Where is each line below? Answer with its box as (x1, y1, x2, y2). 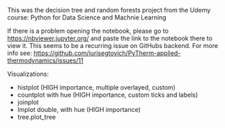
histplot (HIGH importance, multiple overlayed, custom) (17, 83, 176, 91)
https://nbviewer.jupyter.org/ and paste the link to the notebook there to (7, 34, 212, 42)
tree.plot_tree (17, 113, 56, 121)
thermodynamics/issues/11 (7, 56, 84, 65)
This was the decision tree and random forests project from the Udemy (7, 6, 211, 14)
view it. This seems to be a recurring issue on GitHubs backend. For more (7, 42, 218, 49)
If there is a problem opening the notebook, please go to (7, 27, 169, 35)
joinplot (17, 98, 40, 106)
